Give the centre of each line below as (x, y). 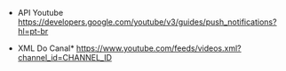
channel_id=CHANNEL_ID (65, 57)
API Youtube (40, 13)
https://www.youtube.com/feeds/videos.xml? (159, 48)
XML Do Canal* (46, 48)
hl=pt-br (33, 31)
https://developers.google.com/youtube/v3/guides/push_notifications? (147, 22)
